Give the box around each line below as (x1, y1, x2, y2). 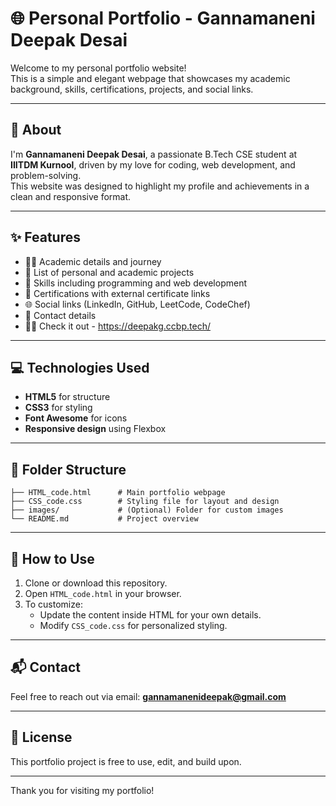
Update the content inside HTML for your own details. (39, 609, 262, 621)
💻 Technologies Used (10, 359, 150, 376)
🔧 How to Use (10, 550, 95, 567)
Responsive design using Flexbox (24, 423, 167, 435)
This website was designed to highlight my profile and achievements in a (10, 180, 310, 192)
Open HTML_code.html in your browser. (24, 588, 182, 599)
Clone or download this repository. (24, 577, 168, 589)
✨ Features (10, 229, 81, 246)
